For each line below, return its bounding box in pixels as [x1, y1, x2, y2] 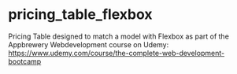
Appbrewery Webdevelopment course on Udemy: [8, 39, 169, 49]
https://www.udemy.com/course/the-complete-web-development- [8, 48, 225, 57]
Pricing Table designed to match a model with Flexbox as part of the [8, 31, 230, 41]
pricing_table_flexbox [8, 6, 153, 24]
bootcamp [8, 57, 42, 66]
